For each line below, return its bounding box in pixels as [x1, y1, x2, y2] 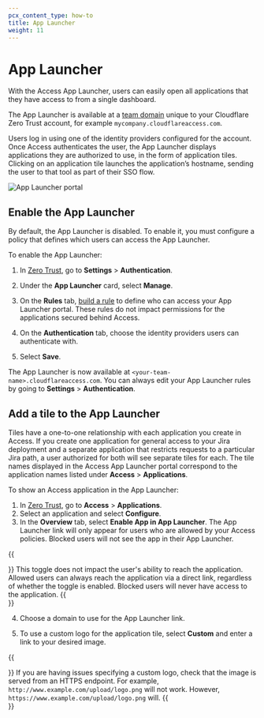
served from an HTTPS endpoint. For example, [8, 676, 159, 686]
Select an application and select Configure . [19, 509, 162, 518]
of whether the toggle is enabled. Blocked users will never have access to [8, 581, 248, 591]
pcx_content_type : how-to [8, 11, 93, 20]
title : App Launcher [8, 19, 76, 27]
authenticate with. [19, 336, 79, 346]
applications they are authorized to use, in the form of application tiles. [8, 151, 238, 160]
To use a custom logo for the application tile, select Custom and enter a [19, 629, 253, 638]
